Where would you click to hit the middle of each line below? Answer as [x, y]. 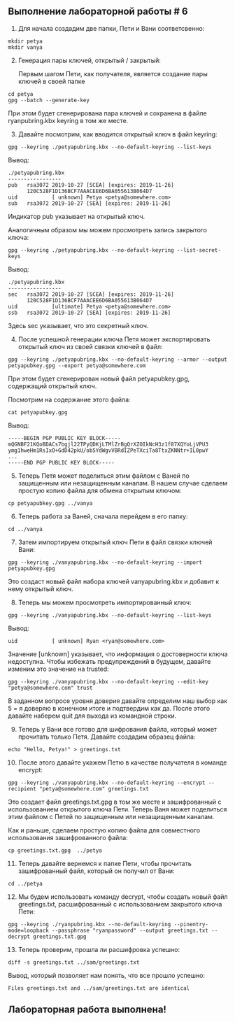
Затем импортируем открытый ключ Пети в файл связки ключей [115, 542]
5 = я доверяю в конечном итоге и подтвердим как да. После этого [109, 708]
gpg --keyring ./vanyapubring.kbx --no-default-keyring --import [105, 562]
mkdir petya [25, 41]
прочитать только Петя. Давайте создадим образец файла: [107, 737]
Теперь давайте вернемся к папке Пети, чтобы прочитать [105, 863]
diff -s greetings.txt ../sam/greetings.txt [74, 962]
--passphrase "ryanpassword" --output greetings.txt [130, 930]
